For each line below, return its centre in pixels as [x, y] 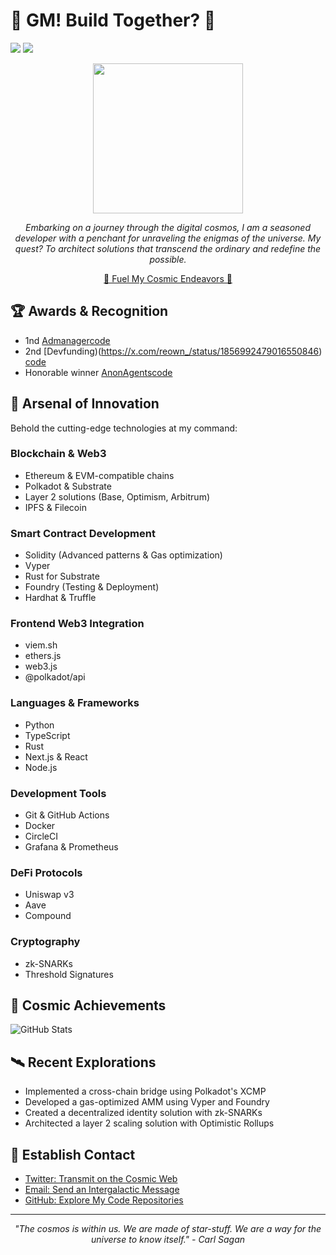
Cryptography [45, 942]
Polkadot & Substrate [68, 486]
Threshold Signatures [69, 974]
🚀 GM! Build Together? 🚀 [113, 20]
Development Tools [58, 793]
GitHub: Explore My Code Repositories [104, 1200]
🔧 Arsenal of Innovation [85, 404]
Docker [40, 826]
